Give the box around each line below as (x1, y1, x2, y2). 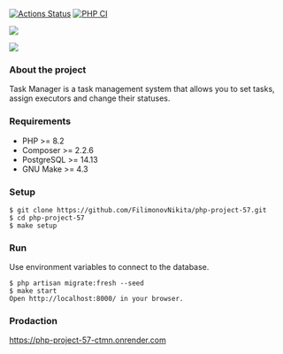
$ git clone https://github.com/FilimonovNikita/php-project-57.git (9, 205, 267, 214)
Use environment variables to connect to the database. (9, 262, 210, 273)
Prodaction (9, 315, 57, 327)
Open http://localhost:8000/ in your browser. (9, 295, 184, 304)
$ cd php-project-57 (9, 213, 86, 222)
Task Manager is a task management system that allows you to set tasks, (9, 84, 276, 95)
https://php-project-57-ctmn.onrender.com (9, 335, 166, 345)
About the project (9, 63, 87, 75)
